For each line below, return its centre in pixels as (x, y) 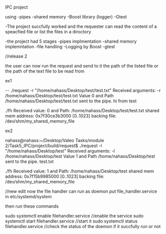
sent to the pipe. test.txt (29, 161)
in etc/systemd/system (28, 196)
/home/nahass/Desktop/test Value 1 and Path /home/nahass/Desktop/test (80, 156)
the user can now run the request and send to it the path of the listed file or (82, 66)
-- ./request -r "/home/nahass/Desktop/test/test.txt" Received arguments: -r (83, 90)
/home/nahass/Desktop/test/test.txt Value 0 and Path (59, 96)
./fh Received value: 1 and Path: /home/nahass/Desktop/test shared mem (80, 171)
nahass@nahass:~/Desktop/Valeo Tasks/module (55, 140)
